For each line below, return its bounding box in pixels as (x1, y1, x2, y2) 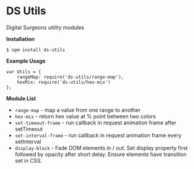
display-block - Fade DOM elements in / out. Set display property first (14, 144, 188, 151)
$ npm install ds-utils (6, 46, 66, 53)
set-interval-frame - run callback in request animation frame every (14, 132, 182, 139)
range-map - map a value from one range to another (14, 106, 141, 114)
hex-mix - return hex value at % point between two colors (14, 112, 156, 120)
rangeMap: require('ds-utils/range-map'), (17, 74, 124, 80)
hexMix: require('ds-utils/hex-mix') (17, 79, 111, 85)
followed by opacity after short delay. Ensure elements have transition (14, 151, 187, 158)
